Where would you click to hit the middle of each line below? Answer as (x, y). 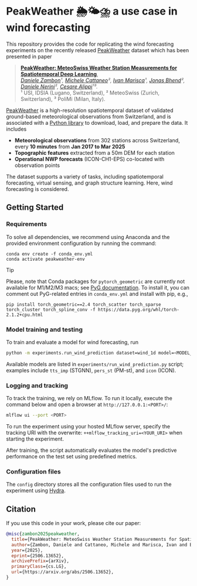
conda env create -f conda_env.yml (50, 254)
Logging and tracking (37, 386)
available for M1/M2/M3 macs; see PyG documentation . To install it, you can (98, 287)
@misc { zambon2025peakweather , (43, 534)
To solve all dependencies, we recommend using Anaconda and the (88, 237)
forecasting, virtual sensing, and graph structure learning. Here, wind (89, 183)
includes (16, 129)
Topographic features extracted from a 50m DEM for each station (94, 152)
